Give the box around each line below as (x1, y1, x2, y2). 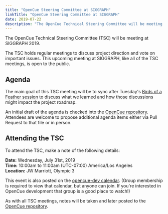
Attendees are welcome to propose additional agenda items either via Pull (5, 114, 157, 120)
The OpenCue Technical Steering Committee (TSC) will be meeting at (5, 35, 149, 41)
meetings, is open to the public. (5, 61, 70, 67)
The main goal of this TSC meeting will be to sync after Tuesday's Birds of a (5, 89, 162, 95)
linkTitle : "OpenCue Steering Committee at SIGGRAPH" (5, 12, 120, 17)
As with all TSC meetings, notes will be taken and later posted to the (5, 197, 146, 203)
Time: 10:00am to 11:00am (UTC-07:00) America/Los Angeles (5, 162, 133, 168)
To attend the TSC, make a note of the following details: (5, 147, 120, 153)
